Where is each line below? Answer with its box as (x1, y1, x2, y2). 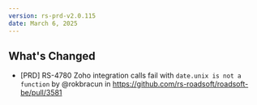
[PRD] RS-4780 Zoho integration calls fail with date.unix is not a (19, 70, 242, 81)
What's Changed (8, 49, 96, 63)
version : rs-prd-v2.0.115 (8, 11, 96, 20)
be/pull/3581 (19, 88, 62, 98)
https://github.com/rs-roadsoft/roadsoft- (112, 79, 249, 89)
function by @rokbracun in (19, 79, 111, 89)
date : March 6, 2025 (8, 19, 79, 27)
